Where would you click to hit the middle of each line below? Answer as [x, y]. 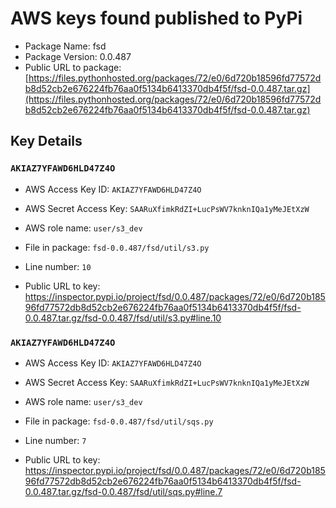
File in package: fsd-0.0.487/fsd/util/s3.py [117, 247]
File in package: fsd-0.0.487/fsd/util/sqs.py [119, 421]
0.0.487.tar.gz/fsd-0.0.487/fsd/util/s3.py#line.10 [123, 318]
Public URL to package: [73, 67]
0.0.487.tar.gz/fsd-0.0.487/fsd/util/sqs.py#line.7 [123, 491]
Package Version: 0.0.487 [78, 56]
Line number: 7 [55, 440]
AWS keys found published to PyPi [156, 18]
